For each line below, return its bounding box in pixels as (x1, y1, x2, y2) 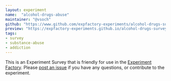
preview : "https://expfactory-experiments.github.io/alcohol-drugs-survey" (5, 26, 169, 31)
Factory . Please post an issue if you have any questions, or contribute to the (5, 64, 165, 70)
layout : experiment (5, 7, 47, 13)
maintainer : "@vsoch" (5, 17, 51, 22)
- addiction (5, 45, 31, 50)
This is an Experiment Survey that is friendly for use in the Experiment (5, 59, 152, 65)
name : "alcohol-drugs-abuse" (5, 12, 70, 17)
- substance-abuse (5, 40, 44, 46)
